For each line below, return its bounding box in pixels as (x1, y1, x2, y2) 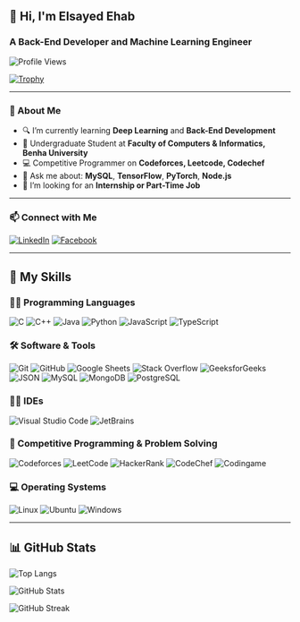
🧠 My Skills (9, 269, 71, 285)
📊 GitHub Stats (9, 540, 96, 555)
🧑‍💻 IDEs (9, 395, 44, 407)
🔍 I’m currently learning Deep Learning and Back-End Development (21, 124, 276, 135)
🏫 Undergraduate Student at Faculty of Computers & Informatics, (21, 138, 266, 149)
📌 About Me (9, 104, 62, 116)
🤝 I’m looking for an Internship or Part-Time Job (21, 180, 201, 191)
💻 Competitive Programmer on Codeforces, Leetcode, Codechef (21, 158, 265, 168)
